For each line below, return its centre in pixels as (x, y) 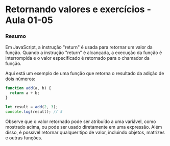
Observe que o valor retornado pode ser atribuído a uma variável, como (81, 121)
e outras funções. (24, 138)
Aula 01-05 (29, 20)
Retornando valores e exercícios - (78, 9)
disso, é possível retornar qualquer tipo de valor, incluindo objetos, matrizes (85, 132)
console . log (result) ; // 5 (34, 112)
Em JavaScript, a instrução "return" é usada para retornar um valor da (79, 47)
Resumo (16, 36)
